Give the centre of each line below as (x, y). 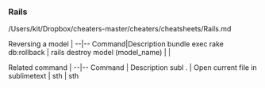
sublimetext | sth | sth (44, 76)
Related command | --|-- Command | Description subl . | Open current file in (133, 68)
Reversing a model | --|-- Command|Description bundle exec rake (116, 44)
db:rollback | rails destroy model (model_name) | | (90, 53)
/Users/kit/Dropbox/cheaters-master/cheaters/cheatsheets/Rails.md (120, 29)
